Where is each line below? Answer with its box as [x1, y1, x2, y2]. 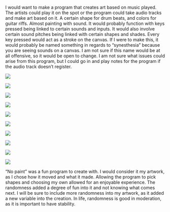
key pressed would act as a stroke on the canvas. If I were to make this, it [5, 37, 158, 43]
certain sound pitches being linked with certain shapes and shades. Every [5, 31, 160, 37]
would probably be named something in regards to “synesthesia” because [5, 42, 160, 48]
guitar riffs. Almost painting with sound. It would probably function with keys [5, 20, 165, 26]
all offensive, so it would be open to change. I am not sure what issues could [5, 53, 165, 59]
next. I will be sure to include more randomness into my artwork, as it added [5, 190, 164, 196]
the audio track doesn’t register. [5, 63, 72, 69]
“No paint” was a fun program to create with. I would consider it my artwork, [5, 168, 165, 174]
